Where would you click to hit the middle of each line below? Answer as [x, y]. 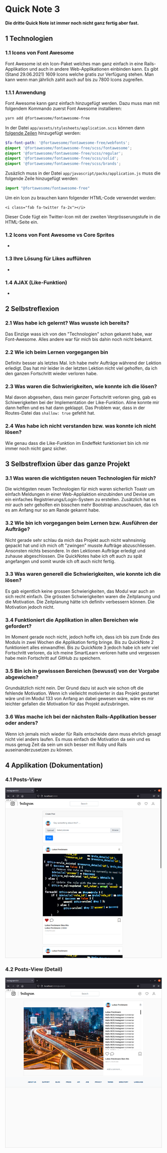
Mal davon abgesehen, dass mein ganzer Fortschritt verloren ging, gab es [81, 397]
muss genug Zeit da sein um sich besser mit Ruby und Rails [66, 744]
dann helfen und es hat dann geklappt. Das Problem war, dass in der [75, 408]
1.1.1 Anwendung [26, 92]
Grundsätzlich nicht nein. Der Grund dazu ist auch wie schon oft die [75, 688]
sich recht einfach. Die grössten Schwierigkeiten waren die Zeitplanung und [83, 596]
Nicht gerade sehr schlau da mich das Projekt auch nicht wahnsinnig [75, 540]
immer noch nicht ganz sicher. [36, 448]
